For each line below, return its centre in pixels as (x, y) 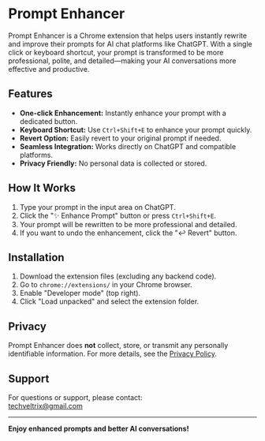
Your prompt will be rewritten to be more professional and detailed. (128, 224)
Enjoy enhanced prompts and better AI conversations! (99, 428)
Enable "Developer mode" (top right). (80, 293)
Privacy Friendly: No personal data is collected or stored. (113, 163)
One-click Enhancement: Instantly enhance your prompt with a (123, 113)
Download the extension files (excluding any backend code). (118, 276)
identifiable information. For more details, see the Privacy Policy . (113, 354)
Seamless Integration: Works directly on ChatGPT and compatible (128, 146)
